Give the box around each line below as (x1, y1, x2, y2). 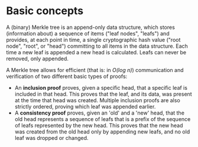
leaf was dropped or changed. (14, 134, 89, 141)
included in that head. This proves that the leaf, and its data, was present (14, 90, 192, 97)
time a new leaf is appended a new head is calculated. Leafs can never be (6, 48, 187, 55)
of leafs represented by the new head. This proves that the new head (14, 122, 183, 129)
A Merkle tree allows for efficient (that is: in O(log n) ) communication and (6, 66, 184, 73)
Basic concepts (6, 4, 84, 18)
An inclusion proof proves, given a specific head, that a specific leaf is (14, 84, 188, 91)
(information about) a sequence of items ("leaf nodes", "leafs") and (6, 30, 170, 37)
